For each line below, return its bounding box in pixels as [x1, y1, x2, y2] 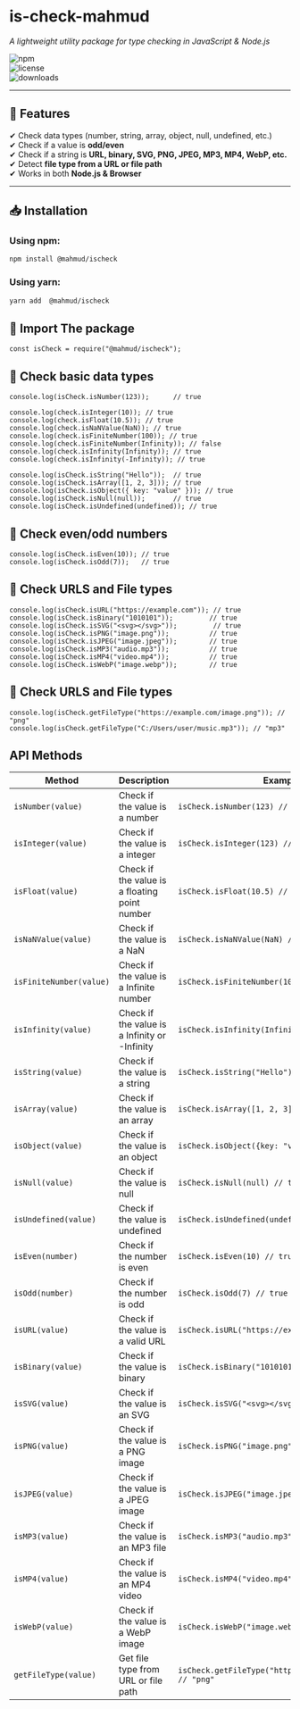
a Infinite [118, 981, 155, 994]
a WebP [118, 1627, 152, 1639]
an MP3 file [118, 1542, 167, 1555]
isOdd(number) [13, 1288, 74, 1298]
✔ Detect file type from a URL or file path [9, 158, 162, 169]
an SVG [118, 1409, 150, 1421]
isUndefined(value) [13, 1214, 96, 1225]
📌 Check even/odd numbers [9, 526, 168, 541]
